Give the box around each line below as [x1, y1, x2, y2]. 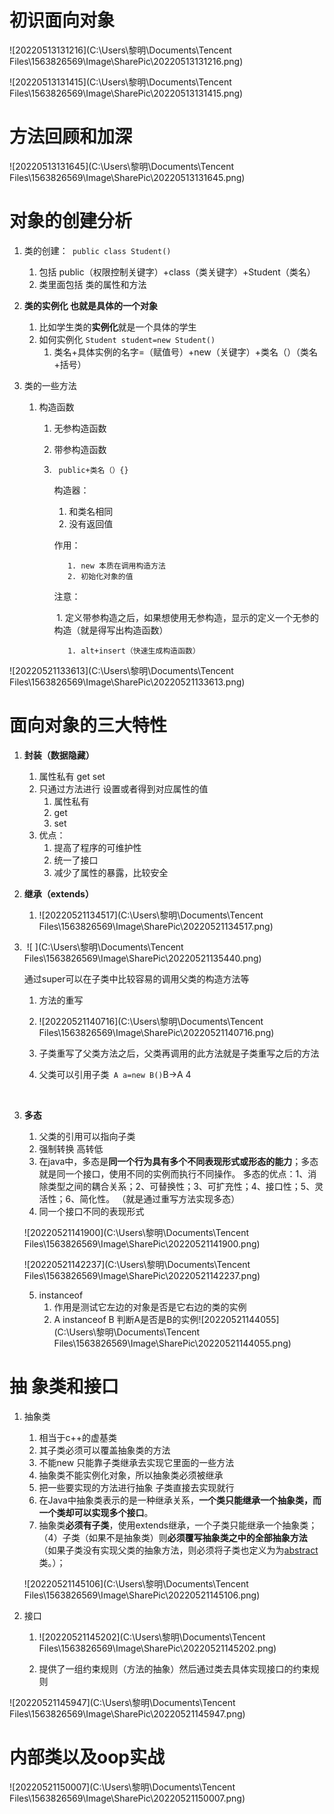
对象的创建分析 [9, 210, 133, 233]
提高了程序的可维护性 [53, 841, 142, 853]
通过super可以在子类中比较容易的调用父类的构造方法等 [23, 972, 250, 985]
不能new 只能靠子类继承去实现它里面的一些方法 [38, 1456, 235, 1468]
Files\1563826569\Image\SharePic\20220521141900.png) [23, 1237, 261, 1250]
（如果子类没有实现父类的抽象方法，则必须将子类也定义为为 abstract [38, 1544, 319, 1556]
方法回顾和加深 [9, 126, 133, 148]
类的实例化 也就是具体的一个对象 [23, 299, 159, 311]
